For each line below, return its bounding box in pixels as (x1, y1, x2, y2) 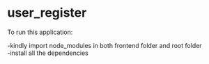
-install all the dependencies (7, 49, 88, 57)
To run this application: (7, 28, 73, 36)
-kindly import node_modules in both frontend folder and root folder (7, 41, 202, 49)
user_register (7, 5, 87, 21)
